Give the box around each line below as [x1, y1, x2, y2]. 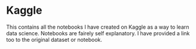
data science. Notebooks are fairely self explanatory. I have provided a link [6, 29, 190, 36]
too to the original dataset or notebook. [6, 36, 103, 43]
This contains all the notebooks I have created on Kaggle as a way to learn [6, 23, 189, 30]
